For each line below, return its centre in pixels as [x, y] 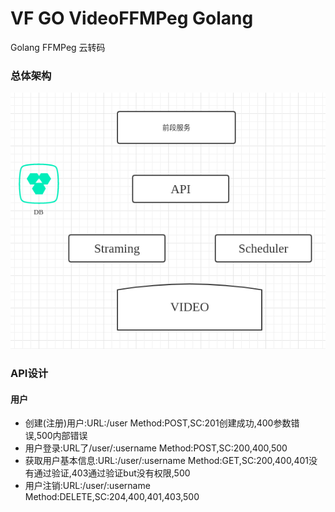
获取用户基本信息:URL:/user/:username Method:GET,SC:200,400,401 [166, 461]
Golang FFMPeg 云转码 [58, 47]
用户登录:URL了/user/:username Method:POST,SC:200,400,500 [156, 448]
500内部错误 [62, 436]
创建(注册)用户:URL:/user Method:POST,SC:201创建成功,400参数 [158, 423]
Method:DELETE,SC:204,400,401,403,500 [112, 497]
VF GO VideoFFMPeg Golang [132, 18]
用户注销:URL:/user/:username [87, 486]
